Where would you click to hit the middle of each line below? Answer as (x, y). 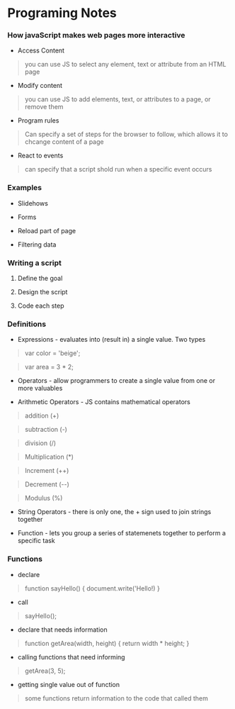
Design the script (42, 292)
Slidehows (33, 203)
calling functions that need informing (71, 657)
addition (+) (42, 415)
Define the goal (40, 279)
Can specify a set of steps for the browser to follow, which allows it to (126, 134)
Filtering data (37, 244)
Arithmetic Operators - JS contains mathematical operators (104, 402)
